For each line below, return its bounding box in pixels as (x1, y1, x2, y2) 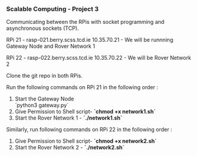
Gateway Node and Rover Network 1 (6, 42, 96, 50)
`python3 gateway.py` (14, 102, 69, 109)
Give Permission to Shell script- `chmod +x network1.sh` (14, 108, 156, 115)
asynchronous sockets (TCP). (6, 25, 79, 32)
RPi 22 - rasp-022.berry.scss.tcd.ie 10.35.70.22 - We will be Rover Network (6, 54, 192, 62)
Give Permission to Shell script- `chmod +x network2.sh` (14, 137, 157, 145)
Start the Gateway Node (14, 95, 75, 103)
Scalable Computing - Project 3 (6, 5, 99, 13)
